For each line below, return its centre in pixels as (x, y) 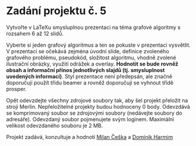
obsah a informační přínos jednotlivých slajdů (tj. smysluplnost (86, 70)
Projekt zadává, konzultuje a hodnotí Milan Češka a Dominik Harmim (90, 137)
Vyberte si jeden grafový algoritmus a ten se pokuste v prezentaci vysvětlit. (99, 45)
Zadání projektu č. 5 (56, 11)
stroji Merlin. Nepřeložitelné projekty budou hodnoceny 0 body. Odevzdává (98, 106)
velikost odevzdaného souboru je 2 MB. (55, 125)
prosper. (16, 89)
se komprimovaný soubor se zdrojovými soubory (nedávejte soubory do (94, 113)
